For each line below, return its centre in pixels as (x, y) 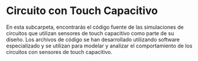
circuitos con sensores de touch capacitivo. (59, 52)
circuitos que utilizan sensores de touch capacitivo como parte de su (90, 33)
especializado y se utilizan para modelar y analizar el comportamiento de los (99, 46)
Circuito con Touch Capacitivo (82, 11)
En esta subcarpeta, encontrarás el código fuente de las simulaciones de (95, 27)
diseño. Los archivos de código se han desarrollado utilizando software (93, 39)
